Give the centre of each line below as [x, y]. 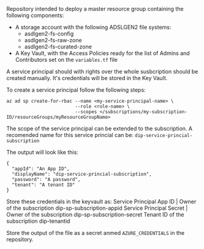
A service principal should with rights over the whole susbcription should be [102, 72]
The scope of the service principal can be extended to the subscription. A [100, 128]
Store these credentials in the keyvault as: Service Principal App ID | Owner [101, 202]
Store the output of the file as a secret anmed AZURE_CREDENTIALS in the [96, 233]
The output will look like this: [42, 152]
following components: [35, 15]
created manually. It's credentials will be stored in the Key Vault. [87, 78]
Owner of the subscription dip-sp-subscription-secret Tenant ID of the [95, 214]
